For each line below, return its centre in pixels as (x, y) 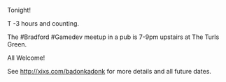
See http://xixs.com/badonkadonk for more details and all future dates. (110, 71)
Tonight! (19, 10)
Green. (17, 44)
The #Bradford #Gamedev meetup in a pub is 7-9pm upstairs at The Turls (113, 37)
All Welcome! (26, 58)
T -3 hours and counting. (43, 23)
